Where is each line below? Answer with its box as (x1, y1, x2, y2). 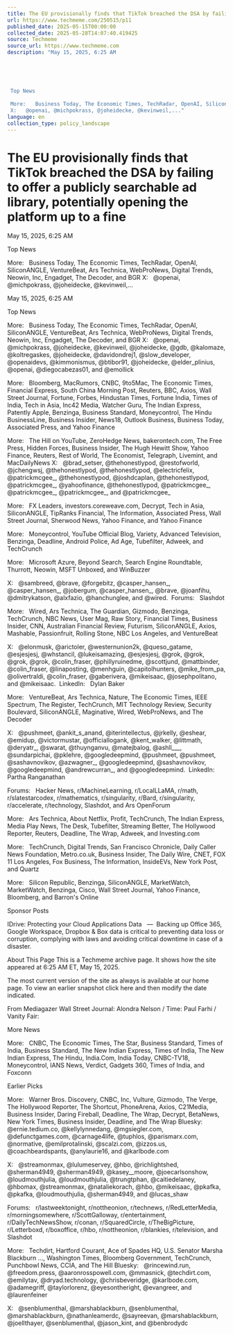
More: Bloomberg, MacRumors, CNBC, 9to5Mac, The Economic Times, (7, 379, 214, 387)
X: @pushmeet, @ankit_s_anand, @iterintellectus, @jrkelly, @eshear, (7, 728, 207, 737)
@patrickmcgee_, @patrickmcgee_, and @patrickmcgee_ (7, 488, 171, 497)
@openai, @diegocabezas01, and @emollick (7, 365, 134, 374)
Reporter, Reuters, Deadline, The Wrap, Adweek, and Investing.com (7, 829, 200, 837)
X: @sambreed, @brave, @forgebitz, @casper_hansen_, (7, 579, 171, 587)
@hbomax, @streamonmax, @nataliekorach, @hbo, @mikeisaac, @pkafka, (7, 1183, 221, 1191)
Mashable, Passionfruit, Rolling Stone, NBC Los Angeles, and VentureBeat (7, 629, 218, 637)
